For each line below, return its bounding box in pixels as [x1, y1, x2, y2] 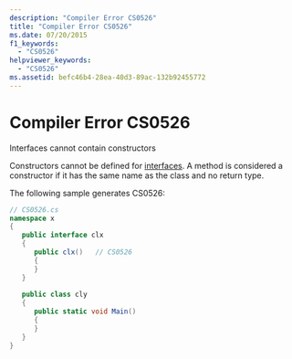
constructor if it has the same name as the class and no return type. [9, 170, 265, 181]
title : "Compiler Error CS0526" [9, 22, 132, 31]
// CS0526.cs [9, 205, 59, 215]
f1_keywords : [9, 38, 59, 48]
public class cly [21, 290, 89, 300]
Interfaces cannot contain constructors [9, 143, 157, 153]
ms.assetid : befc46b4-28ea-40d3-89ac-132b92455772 [9, 73, 206, 82]
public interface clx [21, 230, 104, 240]
